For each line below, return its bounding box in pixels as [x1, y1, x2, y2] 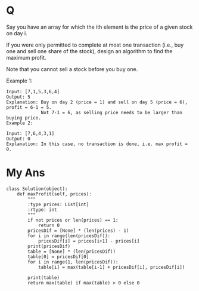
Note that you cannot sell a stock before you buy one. [6, 65, 138, 72]
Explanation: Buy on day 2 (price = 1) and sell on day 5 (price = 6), [6, 99, 188, 105]
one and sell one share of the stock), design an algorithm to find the [6, 47, 173, 54]
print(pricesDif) [27, 243, 70, 249]
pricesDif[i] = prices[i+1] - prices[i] [38, 238, 140, 244]
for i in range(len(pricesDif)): [27, 232, 111, 239]
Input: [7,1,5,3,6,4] [6, 88, 60, 94]
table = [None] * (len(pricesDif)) [27, 249, 116, 255]
